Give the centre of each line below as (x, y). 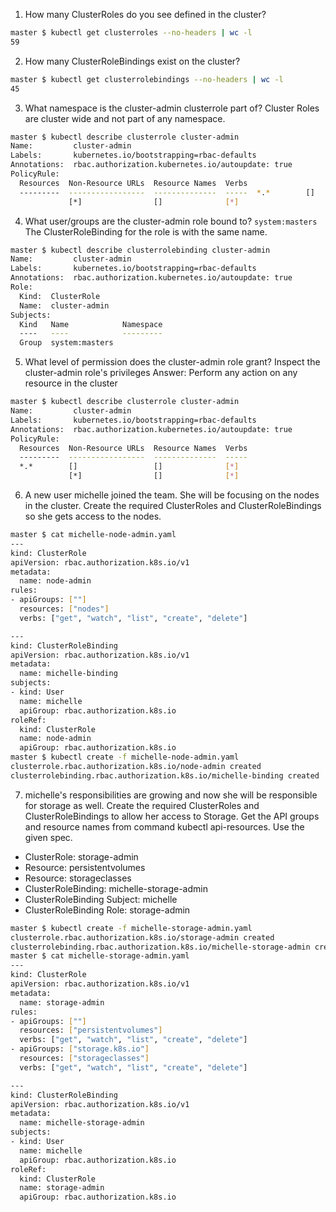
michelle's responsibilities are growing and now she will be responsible (171, 795)
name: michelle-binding (68, 674)
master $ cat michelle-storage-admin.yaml (100, 956)
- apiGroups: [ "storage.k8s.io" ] (80, 1049)
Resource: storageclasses (78, 878)
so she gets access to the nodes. (93, 516)
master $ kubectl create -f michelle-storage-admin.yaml (131, 928)
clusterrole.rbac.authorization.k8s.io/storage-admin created (142, 937)
